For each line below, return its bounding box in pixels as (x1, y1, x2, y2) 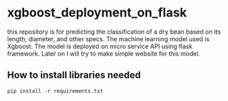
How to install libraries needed (7, 69, 142, 81)
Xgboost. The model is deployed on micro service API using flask (7, 42, 193, 50)
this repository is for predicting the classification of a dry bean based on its (7, 27, 221, 36)
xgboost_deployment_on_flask (7, 5, 187, 21)
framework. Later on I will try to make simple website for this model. (7, 49, 200, 58)
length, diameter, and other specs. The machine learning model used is (7, 34, 210, 43)
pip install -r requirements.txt (7, 87, 104, 94)
